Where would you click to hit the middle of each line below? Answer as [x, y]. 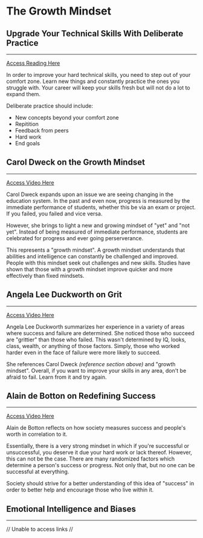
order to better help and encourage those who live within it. [80, 490]
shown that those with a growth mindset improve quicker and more [90, 269]
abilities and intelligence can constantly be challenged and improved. [92, 256]
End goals [27, 143]
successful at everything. [38, 472]
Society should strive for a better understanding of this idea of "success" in [100, 484]
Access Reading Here [33, 63]
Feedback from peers [42, 130]
